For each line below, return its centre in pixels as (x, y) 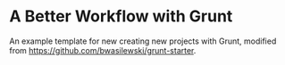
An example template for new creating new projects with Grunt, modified (143, 41)
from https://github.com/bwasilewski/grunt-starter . (103, 50)
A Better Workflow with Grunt (121, 16)
